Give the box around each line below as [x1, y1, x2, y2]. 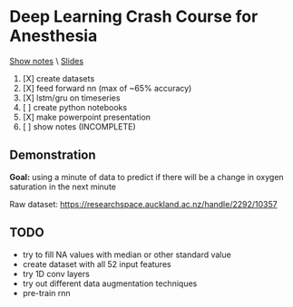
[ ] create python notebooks [22, 101, 128, 112]
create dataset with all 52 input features [22, 258, 171, 269]
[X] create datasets [22, 72, 95, 83]
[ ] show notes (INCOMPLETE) [22, 120, 136, 132]
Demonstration [9, 148, 97, 163]
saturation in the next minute [9, 181, 116, 192]
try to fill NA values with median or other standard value [22, 249, 231, 260]
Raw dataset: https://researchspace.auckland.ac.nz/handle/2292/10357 [9, 198, 278, 209]
